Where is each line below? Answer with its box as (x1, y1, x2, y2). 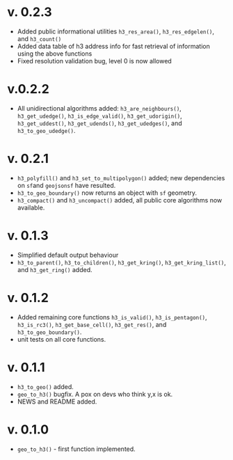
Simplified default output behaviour (17, 251, 119, 259)
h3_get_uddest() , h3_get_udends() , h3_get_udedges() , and (17, 119, 182, 127)
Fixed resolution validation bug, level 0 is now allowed (17, 56, 172, 65)
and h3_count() (17, 34, 62, 42)
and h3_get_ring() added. (17, 265, 93, 273)
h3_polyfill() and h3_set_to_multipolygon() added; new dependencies (17, 173, 225, 182)
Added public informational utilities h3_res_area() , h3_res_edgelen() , (17, 27, 214, 35)
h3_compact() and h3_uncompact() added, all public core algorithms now (17, 196, 223, 204)
